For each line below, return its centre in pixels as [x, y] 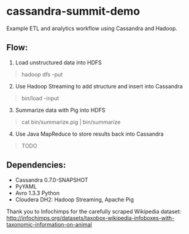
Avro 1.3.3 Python [37, 193]
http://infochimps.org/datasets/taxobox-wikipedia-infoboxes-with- [91, 218]
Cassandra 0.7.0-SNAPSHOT [52, 180]
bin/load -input [40, 98]
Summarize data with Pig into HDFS [60, 110]
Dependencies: [36, 165]
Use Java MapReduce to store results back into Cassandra [89, 134]
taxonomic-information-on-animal [49, 224]
